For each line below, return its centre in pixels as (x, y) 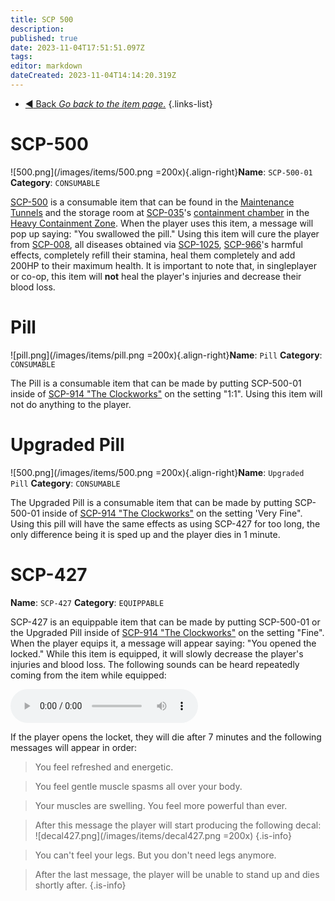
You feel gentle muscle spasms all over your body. (138, 786)
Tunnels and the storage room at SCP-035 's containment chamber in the (160, 212)
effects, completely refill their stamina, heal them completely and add (153, 255)
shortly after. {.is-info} (80, 885)
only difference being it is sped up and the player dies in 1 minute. (145, 534)
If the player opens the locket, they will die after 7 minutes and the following (166, 737)
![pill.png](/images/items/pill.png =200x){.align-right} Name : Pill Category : (166, 355)
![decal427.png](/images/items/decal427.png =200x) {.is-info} (163, 835)
